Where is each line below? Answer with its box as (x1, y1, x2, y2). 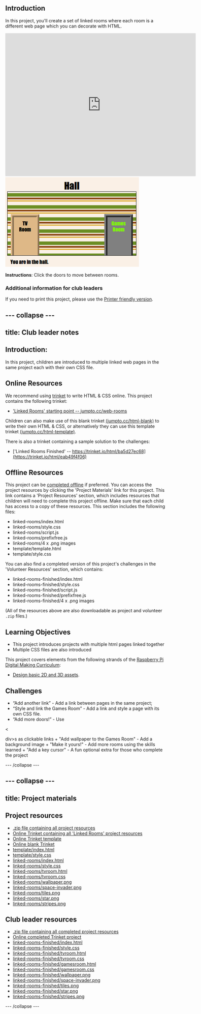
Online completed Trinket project (12, 934, 82, 940)
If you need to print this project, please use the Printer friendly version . (5, 296, 153, 302)
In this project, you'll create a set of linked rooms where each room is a (5, 17, 154, 23)
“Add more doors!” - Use (12, 716, 64, 722)
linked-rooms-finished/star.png (12, 988, 78, 994)
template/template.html (12, 546, 61, 552)
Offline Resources (5, 468, 63, 477)
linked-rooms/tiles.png (12, 889, 60, 896)
